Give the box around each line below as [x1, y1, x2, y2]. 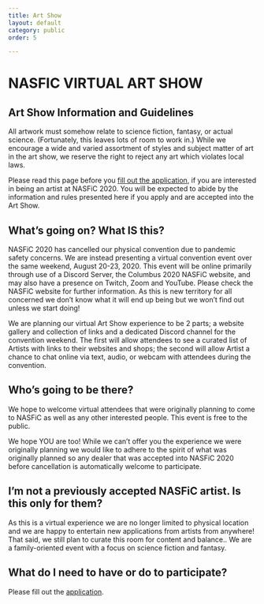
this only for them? [8, 497, 103, 510]
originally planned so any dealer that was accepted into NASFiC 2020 [8, 453, 234, 463]
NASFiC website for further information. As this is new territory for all [8, 287, 232, 296]
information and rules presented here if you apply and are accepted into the [8, 193, 255, 202]
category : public [8, 26, 65, 34]
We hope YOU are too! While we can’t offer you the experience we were [8, 436, 242, 446]
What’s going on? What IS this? [8, 223, 165, 237]
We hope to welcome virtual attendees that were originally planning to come [8, 404, 255, 414]
